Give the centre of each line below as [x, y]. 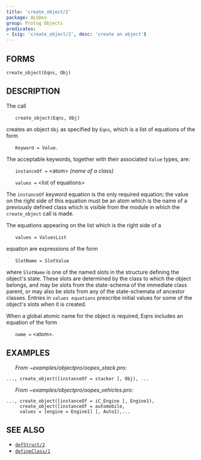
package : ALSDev [26, 18]
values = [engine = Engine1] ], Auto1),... [75, 412]
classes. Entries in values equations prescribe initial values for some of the [99, 297]
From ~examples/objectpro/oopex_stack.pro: [71, 368]
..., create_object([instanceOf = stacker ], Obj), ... [78, 378]
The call [16, 106]
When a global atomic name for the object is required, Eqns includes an [95, 316]
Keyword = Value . [36, 147]
